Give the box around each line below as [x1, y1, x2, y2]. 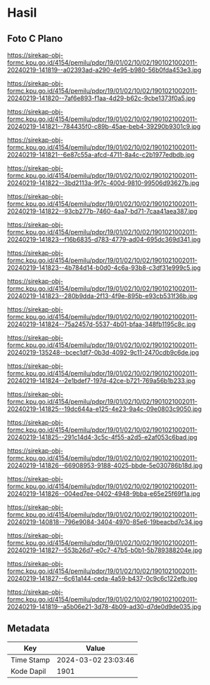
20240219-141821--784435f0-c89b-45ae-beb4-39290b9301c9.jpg [7, 122, 201, 130]
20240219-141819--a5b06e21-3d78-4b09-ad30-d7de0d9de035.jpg [7, 603, 202, 611]
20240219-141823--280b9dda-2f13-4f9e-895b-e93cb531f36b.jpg [7, 292, 198, 300]
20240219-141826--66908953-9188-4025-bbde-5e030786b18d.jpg [7, 461, 203, 469]
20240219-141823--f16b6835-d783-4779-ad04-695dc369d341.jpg [7, 235, 201, 243]
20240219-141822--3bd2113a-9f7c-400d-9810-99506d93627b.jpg [7, 179, 200, 187]
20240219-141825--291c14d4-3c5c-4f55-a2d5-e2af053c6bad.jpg [7, 433, 198, 441]
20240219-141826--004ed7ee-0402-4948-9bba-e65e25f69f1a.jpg [7, 490, 201, 498]
